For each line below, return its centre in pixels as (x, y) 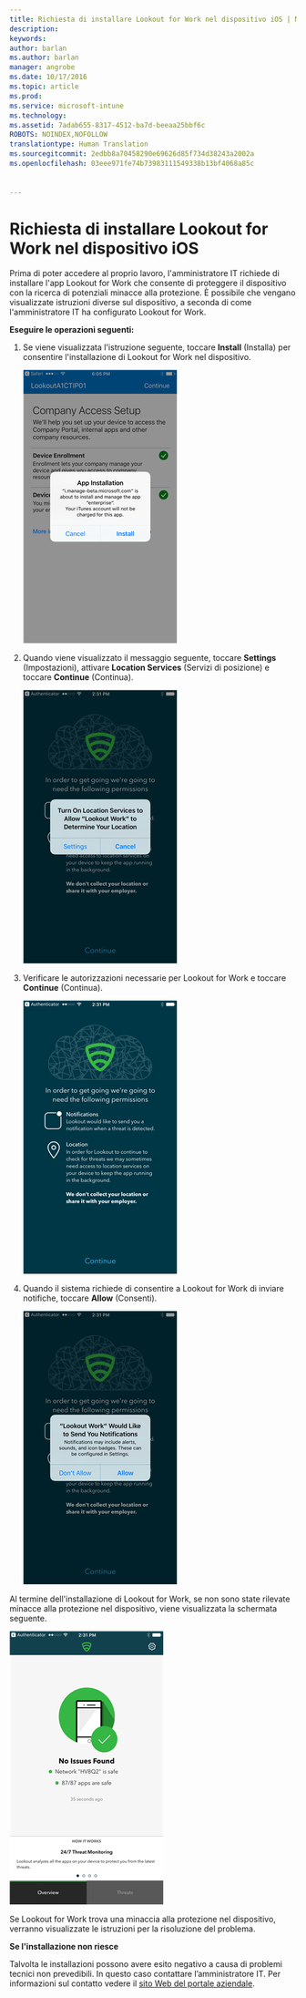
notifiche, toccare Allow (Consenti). (90, 1298)
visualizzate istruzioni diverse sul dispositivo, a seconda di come (131, 303)
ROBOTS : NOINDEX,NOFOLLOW (58, 135)
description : (34, 29)
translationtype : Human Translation (79, 144)
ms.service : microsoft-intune (67, 106)
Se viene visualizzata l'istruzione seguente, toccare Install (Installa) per (157, 347)
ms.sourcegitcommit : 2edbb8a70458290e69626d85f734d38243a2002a (132, 154)
